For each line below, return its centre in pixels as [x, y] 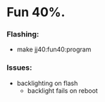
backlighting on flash [47, 83]
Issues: [19, 68]
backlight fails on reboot [62, 90]
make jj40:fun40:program [54, 49]
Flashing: [23, 34]
